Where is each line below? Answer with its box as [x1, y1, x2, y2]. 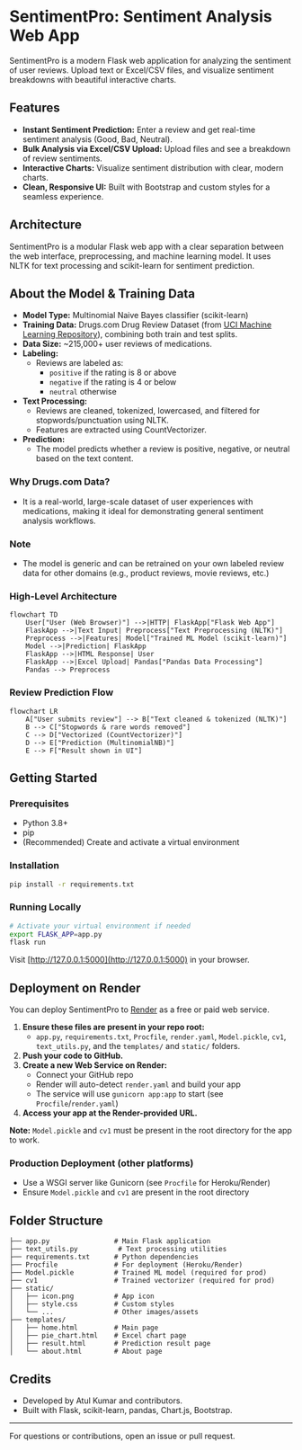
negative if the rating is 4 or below [49, 377, 177, 387]
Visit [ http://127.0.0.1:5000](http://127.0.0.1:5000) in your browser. [9, 955, 250, 965]
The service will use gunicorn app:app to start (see [35, 1089, 224, 1099]
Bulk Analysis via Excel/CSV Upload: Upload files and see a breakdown [22, 143, 291, 154]
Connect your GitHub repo [35, 1070, 134, 1081]
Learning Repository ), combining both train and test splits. [22, 329, 238, 340]
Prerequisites [9, 797, 69, 810]
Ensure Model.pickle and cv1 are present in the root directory [22, 1187, 250, 1197]
